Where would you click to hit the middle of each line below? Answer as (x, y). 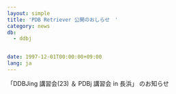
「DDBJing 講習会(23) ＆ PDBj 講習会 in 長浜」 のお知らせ (88, 83)
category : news (29, 26)
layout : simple (29, 13)
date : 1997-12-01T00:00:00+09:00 (55, 57)
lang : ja (19, 63)
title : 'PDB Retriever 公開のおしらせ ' (62, 20)
